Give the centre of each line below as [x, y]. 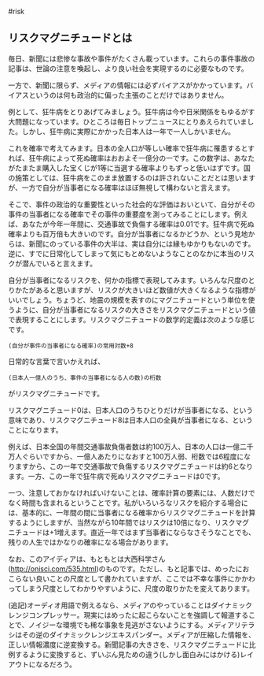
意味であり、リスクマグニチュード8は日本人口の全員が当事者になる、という [130, 420]
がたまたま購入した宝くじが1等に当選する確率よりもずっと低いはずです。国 [130, 168]
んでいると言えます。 [62, 263]
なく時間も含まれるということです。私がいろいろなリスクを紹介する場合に [128, 503]
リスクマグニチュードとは [70, 38]
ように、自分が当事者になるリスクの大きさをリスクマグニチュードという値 [135, 310]
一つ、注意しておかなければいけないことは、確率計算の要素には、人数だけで [132, 492]
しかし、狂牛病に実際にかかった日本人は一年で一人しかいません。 [128, 131]
